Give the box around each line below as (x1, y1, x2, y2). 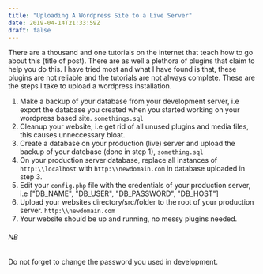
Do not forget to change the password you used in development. (8, 257, 219, 266)
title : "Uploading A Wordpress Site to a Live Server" (8, 11, 193, 20)
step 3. (19, 172, 43, 182)
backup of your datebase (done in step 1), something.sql (19, 147, 204, 156)
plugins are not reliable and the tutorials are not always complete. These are (8, 73, 255, 83)
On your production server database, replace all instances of (19, 156, 218, 165)
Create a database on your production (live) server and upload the (19, 139, 235, 148)
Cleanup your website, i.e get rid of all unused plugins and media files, (19, 122, 249, 131)
